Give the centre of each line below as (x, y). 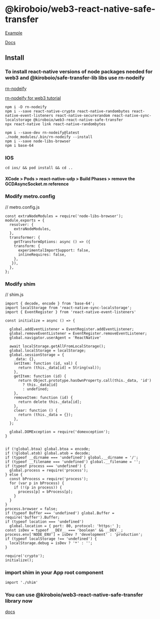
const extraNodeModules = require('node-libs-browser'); (64, 216)
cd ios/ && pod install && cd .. (39, 168)
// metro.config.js (22, 207)
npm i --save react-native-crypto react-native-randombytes (68, 111)
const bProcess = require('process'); (49, 479)
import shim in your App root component (54, 573)
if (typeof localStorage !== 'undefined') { (51, 539)
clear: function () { (36, 411)
